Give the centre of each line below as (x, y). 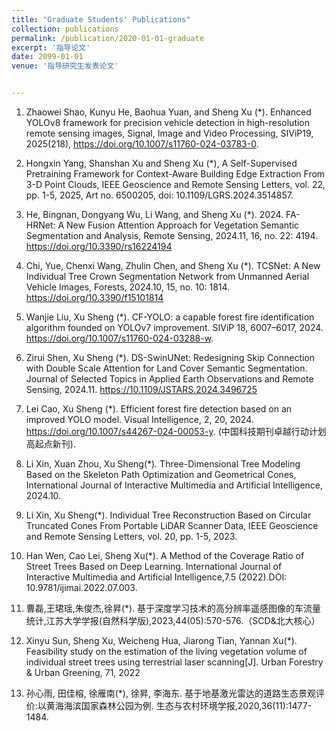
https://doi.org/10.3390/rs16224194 (99, 246)
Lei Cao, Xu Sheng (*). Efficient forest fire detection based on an (159, 409)
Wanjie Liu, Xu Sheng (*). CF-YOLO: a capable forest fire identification (170, 317)
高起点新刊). (50, 444)
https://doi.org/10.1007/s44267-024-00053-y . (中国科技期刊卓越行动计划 (176, 431)
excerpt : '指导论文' (51, 47)
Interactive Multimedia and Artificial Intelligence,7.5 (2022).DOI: (156, 577)
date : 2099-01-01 (47, 57)
